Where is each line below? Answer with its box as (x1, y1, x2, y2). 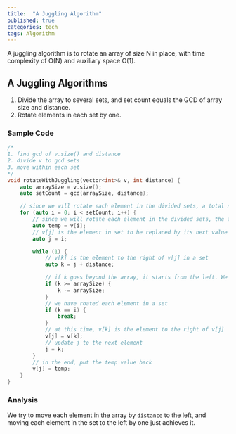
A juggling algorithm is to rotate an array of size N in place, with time (7, 49, 206, 58)
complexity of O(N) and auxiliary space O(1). (7, 57, 136, 65)
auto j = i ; (32, 235, 68, 243)
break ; (57, 313, 77, 320)
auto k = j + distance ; (44, 261, 114, 268)
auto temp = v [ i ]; (32, 222, 86, 229)
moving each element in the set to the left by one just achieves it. (7, 419, 195, 427)
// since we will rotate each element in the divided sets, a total (20, 203, 225, 210)
